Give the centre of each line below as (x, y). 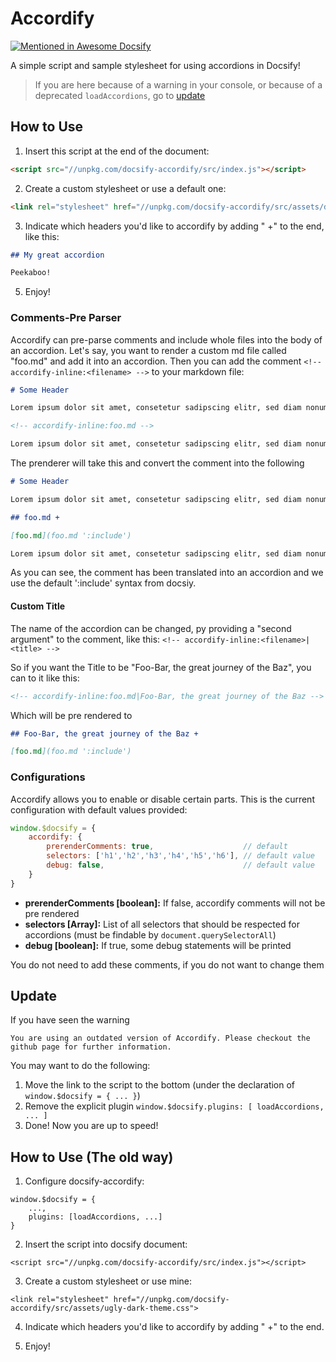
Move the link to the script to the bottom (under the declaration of (160, 1085)
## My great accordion (57, 255)
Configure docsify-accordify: (84, 1181)
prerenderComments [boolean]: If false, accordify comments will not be (175, 903)
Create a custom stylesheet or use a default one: (125, 188)
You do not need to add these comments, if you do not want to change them (167, 964)
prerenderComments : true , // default (167, 847)
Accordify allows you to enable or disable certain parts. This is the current (162, 799)
